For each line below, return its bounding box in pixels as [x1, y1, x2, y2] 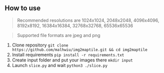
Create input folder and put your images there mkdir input [12, 57, 133, 63]
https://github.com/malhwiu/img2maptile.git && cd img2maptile [12, 47, 148, 52]
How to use [5, 4, 41, 12]
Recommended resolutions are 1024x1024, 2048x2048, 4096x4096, [17, 17, 159, 23]
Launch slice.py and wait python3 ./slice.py [12, 62, 108, 68]
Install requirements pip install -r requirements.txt [12, 51, 124, 57]
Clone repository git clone [12, 42, 68, 48]
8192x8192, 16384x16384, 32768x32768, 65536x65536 [17, 22, 133, 28]
